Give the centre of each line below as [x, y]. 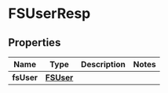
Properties [35, 43]
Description [103, 64]
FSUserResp [49, 14]
